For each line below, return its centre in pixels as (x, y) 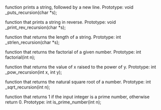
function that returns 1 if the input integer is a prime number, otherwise (78, 97)
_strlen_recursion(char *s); (32, 42)
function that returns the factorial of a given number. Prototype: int (73, 52)
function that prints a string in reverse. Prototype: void (60, 22)
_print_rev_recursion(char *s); (36, 27)
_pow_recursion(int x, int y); (34, 72)
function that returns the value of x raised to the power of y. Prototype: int (81, 67)
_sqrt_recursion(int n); (28, 87)
